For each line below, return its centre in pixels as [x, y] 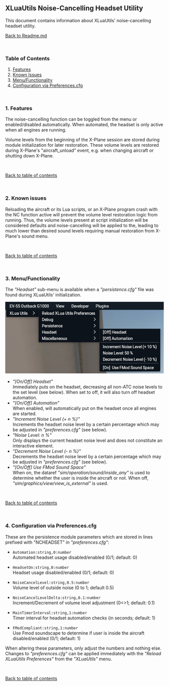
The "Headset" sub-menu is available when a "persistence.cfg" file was [80, 289]
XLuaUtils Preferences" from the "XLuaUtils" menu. [59, 659]
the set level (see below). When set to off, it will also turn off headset [83, 392]
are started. [24, 414]
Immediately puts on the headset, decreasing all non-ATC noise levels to [87, 387]
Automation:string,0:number [42, 552]
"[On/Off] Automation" [36, 403]
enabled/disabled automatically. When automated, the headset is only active [84, 125]
